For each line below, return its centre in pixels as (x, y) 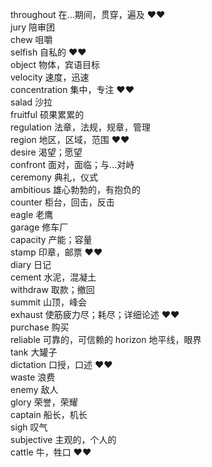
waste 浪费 (33, 377)
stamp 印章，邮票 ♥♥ (56, 252)
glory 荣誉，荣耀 (44, 402)
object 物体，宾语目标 (55, 64)
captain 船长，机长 (49, 414)
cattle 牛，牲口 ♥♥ (51, 452)
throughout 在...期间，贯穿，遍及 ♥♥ (88, 14)
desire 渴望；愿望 (46, 152)
